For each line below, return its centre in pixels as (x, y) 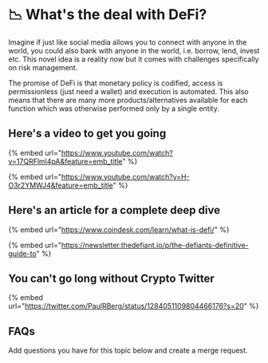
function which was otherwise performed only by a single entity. (114, 109)
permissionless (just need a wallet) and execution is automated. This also (128, 91)
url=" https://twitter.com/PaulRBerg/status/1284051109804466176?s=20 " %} (134, 306)
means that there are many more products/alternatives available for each (128, 100)
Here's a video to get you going (87, 134)
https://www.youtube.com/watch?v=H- (125, 176)
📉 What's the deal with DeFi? (108, 15)
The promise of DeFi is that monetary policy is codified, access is (116, 83)
